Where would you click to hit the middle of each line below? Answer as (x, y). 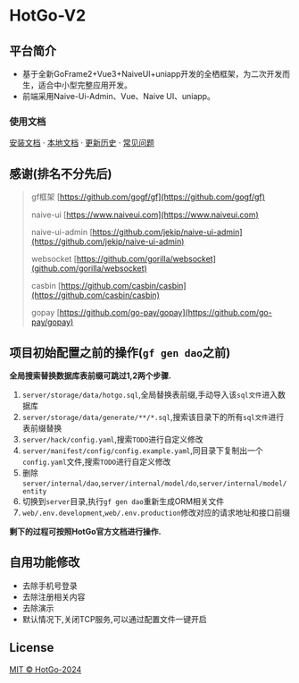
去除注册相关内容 (54, 596)
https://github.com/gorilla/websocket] (146, 259)
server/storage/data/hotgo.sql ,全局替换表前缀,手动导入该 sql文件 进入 (150, 394)
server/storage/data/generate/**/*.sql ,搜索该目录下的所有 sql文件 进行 (153, 417)
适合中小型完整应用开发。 (85, 85)
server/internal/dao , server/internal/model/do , (110, 483)
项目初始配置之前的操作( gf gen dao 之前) (120, 353)
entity (34, 491)
